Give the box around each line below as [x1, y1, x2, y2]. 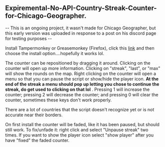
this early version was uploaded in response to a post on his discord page [5, 30, 157, 36]
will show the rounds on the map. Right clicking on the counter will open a [5, 71, 157, 76]
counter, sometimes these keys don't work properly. [5, 97, 112, 103]
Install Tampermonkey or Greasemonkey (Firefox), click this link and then [5, 45, 155, 51]
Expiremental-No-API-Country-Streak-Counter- [5, 4, 157, 12]
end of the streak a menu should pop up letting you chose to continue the [5, 81, 160, 87]
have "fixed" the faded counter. [5, 137, 70, 143]
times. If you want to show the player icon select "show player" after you [5, 132, 154, 138]
